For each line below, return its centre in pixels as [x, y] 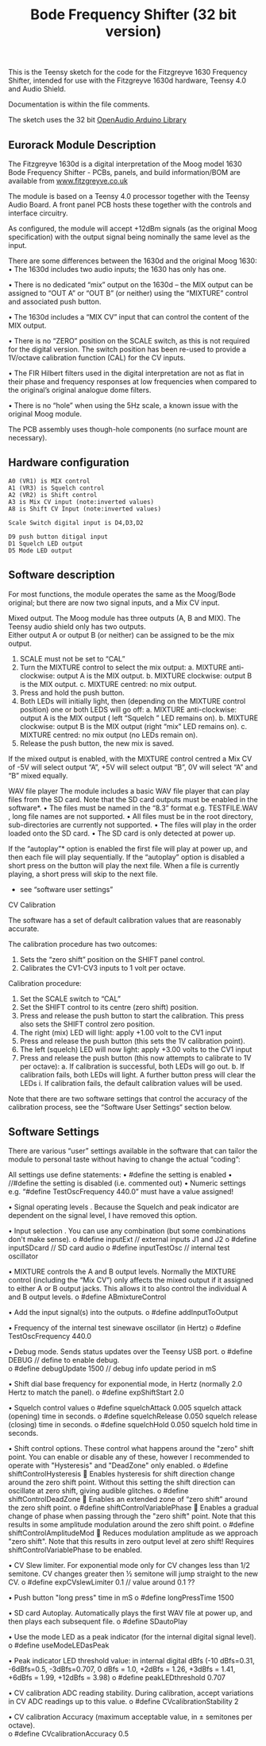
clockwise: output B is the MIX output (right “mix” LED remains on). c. [133, 726]
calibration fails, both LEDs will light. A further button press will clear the [138, 1074]
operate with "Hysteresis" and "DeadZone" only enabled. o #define [118, 1465]
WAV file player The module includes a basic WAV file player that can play [129, 791]
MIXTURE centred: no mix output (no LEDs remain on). [109, 735]
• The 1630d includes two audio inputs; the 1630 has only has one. [117, 269]
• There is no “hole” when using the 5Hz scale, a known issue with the [123, 405]
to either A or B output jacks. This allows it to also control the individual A [128, 1289]
